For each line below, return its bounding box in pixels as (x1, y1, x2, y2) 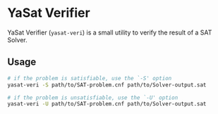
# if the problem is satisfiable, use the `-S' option (7, 75, 172, 82)
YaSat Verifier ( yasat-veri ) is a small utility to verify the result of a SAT (7, 28, 212, 37)
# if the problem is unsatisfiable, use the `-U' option (7, 94, 178, 101)
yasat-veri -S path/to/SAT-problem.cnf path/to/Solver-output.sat (7, 81, 207, 89)
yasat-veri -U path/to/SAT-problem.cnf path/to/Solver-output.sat (7, 101, 207, 108)
